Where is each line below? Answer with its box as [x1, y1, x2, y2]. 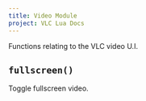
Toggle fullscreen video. [8, 83, 89, 93]
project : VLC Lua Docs [8, 19, 85, 27]
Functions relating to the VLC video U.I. [8, 41, 139, 50]
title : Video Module [8, 11, 78, 20]
